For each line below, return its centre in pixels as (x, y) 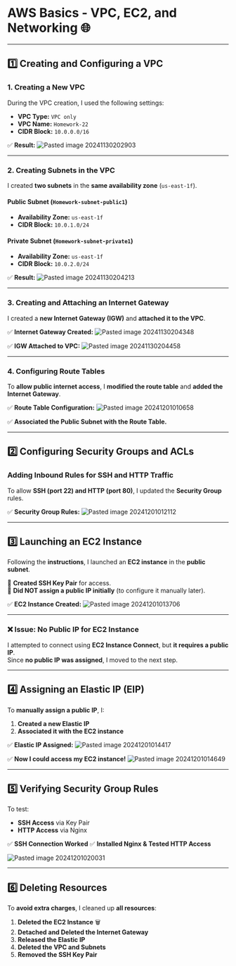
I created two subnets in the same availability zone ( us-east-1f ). (102, 185)
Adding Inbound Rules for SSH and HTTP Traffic (91, 475)
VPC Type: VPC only (47, 116)
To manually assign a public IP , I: (56, 710)
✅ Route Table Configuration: (51, 407)
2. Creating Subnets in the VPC (61, 170)
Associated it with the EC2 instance (71, 731)
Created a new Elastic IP (53, 723)
